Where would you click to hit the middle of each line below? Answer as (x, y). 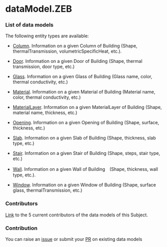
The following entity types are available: (47, 36)
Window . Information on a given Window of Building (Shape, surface (84, 185)
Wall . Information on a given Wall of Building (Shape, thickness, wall (85, 169)
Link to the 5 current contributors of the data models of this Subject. (77, 215)
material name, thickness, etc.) (45, 113)
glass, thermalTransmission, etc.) (47, 190)
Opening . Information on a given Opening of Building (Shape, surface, (86, 123)
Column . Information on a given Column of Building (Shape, (75, 46)
